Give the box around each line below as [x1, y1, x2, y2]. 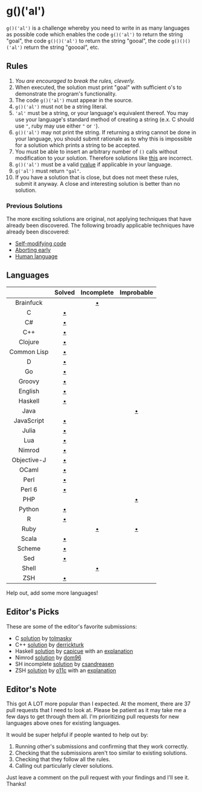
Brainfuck [14, 298, 43, 307]
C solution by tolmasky [14, 634, 72, 642]
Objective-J [11, 456, 46, 464]
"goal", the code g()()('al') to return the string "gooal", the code [6, 37, 171, 44]
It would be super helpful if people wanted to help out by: [6, 731, 149, 739]
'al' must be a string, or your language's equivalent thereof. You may [14, 109, 189, 116]
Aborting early [14, 246, 51, 254]
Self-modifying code [14, 240, 66, 247]
